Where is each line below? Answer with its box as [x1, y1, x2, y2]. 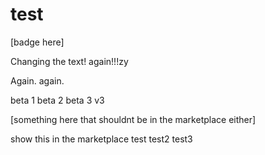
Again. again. [10, 74, 65, 87]
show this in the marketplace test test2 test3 [10, 133, 193, 145]
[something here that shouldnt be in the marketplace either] [10, 113, 257, 125]
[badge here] [10, 36, 65, 48]
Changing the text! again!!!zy [10, 55, 129, 67]
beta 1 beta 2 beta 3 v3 [10, 94, 105, 106]
